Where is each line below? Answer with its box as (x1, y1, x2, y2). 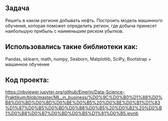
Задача (5, 4, 30, 13)
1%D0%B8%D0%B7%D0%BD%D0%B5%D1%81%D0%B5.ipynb (5, 110, 139, 116)
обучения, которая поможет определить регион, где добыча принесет (5, 23, 157, 29)
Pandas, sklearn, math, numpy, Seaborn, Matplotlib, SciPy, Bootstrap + (5, 56, 151, 62)
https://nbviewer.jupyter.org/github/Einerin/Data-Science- (5, 89, 125, 95)
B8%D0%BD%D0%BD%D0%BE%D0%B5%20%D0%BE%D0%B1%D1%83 (5, 100, 160, 106)
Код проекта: (5, 76, 49, 84)
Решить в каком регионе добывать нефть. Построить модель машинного (5, 17, 163, 23)
